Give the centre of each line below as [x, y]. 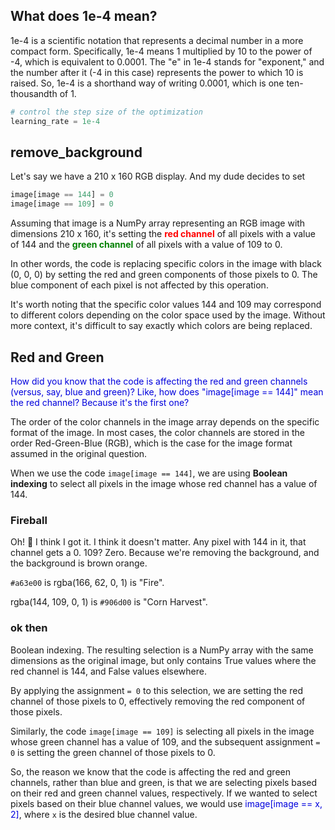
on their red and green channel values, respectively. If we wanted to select [164, 793]
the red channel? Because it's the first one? [100, 402]
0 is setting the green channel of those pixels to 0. [113, 752]
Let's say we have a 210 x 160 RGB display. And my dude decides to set [158, 176]
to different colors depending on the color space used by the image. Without [168, 315]
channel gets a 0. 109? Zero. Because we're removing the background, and [165, 553]
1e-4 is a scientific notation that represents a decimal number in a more [157, 40]
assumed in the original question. [79, 453]
